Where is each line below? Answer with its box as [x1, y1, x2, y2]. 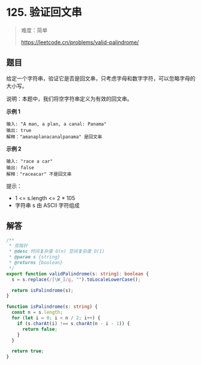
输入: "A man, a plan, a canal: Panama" [6, 121, 107, 127]
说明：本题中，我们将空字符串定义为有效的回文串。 [6, 95, 133, 102]
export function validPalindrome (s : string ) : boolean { [6, 270, 149, 277]
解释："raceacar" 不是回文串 [6, 171, 72, 177]
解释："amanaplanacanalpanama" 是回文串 [6, 134, 103, 140]
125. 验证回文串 [6, 5, 82, 19]
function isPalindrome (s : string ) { [6, 304, 98, 310]
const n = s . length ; [11, 310, 63, 316]
